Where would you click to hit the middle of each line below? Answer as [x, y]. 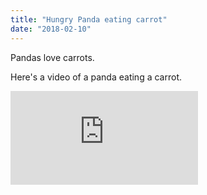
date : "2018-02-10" [51, 29]
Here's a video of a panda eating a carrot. [96, 77]
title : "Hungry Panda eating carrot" [89, 19]
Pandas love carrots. [52, 57]
